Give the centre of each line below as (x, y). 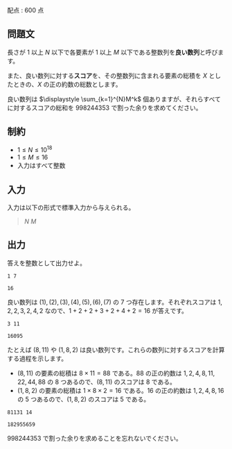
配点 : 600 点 (26, 10)
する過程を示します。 (37, 358)
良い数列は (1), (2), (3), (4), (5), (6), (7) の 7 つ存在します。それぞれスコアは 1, (115, 302)
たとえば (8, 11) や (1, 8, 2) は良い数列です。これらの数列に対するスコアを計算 (116, 350)
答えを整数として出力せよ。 (47, 263)
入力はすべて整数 (41, 166)
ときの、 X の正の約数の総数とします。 (68, 84)
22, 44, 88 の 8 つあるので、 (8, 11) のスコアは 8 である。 (97, 382)
